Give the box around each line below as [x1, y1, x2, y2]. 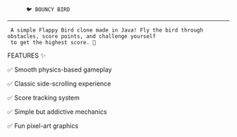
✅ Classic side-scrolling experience [7, 79, 111, 88]
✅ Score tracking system [7, 93, 80, 102]
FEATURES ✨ [7, 51, 46, 60]
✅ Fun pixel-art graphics [7, 122, 79, 130]
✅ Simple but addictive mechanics [7, 107, 107, 116]
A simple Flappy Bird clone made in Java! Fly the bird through [10, 27, 203, 34]
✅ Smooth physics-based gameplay [7, 65, 112, 74]
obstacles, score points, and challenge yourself [7, 33, 157, 40]
